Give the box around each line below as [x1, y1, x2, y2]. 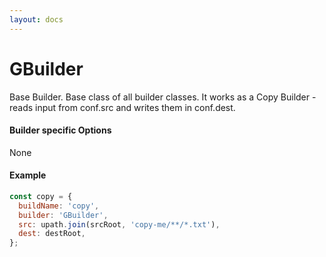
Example [9, 169, 47, 181]
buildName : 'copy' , [18, 201, 100, 211]
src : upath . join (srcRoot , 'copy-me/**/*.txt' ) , [18, 219, 221, 230]
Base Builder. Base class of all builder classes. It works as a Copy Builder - [9, 91, 317, 103]
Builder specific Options [9, 124, 112, 136]
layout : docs [9, 14, 64, 25]
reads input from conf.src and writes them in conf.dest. [9, 101, 236, 113]
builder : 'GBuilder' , [18, 210, 109, 220]
